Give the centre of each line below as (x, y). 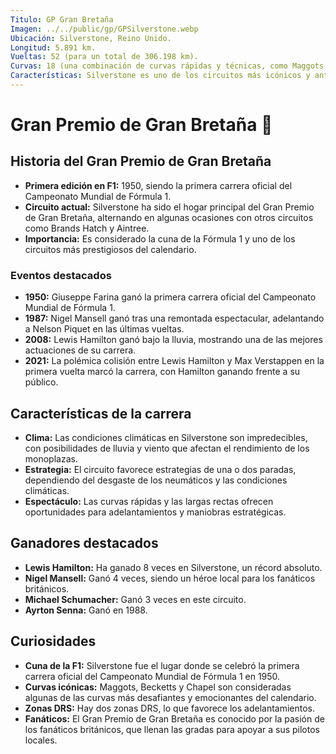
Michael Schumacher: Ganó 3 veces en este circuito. (135, 599)
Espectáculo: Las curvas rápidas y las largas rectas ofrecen (149, 501)
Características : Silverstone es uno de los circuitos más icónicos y (160, 76)
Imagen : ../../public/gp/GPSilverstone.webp (104, 29)
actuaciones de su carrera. (80, 350)
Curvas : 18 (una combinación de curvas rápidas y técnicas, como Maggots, (169, 66)
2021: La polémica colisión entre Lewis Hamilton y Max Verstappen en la (174, 361)
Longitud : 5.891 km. (53, 47)
